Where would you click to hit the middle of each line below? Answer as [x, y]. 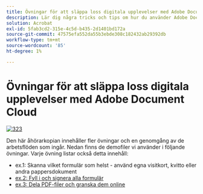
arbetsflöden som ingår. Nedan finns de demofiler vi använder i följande [96, 147]
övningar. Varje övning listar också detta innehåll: [67, 153]
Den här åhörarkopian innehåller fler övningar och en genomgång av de [95, 140]
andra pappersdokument [46, 171]
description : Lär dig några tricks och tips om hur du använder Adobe [97, 18]
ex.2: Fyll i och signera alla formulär [59, 178]
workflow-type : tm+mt [34, 40]
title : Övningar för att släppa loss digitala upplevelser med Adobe [96, 12]
